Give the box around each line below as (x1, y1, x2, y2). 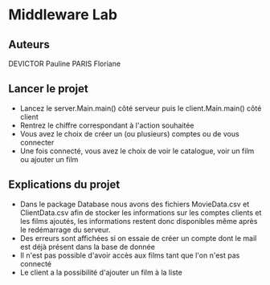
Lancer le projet (8, 82, 88, 96)
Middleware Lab (8, 6, 118, 24)
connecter (19, 137, 55, 147)
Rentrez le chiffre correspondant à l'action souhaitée (19, 120, 194, 130)
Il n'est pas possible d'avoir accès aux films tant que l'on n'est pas (19, 250, 240, 260)
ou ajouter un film (19, 154, 79, 164)
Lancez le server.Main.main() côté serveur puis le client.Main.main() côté (19, 103, 262, 113)
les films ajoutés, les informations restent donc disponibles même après (19, 216, 258, 226)
